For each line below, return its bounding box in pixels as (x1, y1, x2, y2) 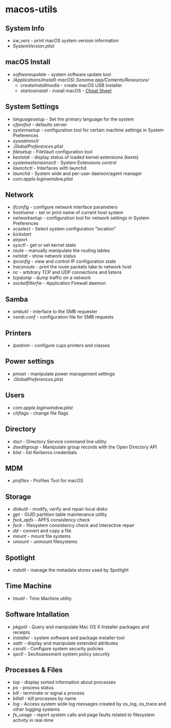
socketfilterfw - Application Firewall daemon (12, 280, 106, 286)
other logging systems (12, 707, 60, 713)
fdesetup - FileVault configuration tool (12, 148, 93, 154)
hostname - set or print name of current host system (12, 210, 124, 216)
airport (12, 237, 28, 243)
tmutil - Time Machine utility (12, 595, 72, 601)
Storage (5, 492, 32, 501)
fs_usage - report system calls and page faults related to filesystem (12, 712, 155, 718)
